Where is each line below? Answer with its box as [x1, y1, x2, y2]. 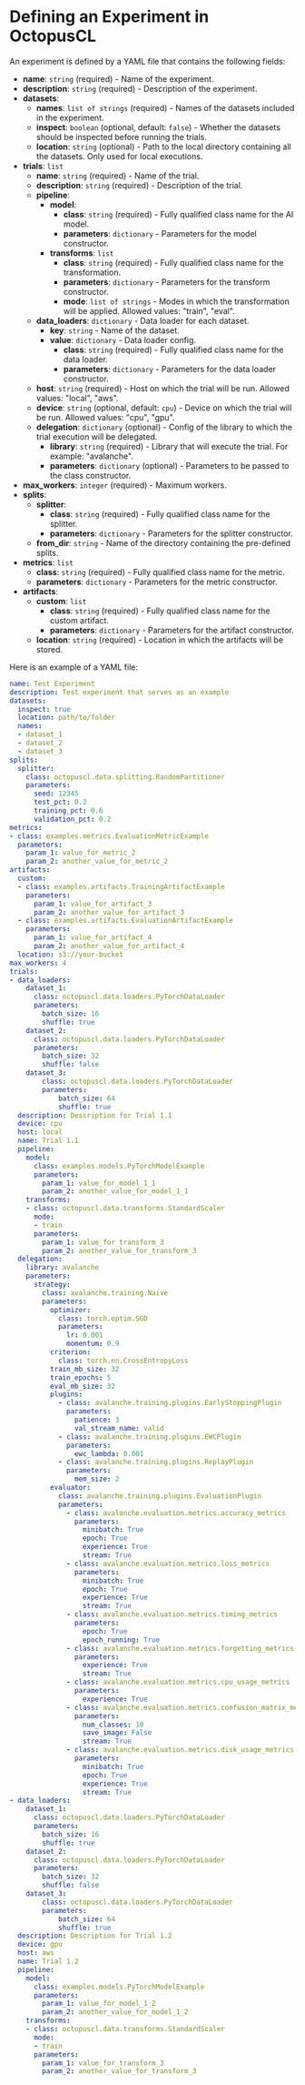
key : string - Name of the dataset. [49, 325, 180, 336]
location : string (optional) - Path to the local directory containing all [35, 141, 292, 152]
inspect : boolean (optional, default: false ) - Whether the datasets [35, 121, 281, 133]
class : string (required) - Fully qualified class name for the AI [63, 208, 294, 219]
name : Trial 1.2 [17, 1957, 79, 1967]
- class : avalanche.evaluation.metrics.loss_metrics [66, 1559, 271, 1568]
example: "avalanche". [49, 450, 134, 461]
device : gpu [17, 1940, 64, 1949]
